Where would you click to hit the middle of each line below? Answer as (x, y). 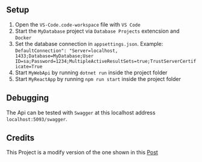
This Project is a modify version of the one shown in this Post (82, 152)
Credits (21, 138)
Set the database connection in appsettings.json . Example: (89, 44)
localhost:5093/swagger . (37, 119)
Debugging (28, 98)
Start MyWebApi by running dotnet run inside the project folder (91, 73)
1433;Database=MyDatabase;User (54, 56)
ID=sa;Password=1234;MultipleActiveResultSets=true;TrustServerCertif (106, 61)
